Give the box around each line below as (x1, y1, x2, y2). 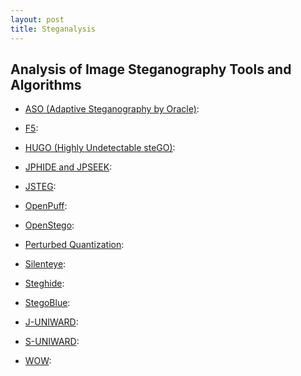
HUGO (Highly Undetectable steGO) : (24, 142, 176, 154)
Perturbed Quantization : (24, 239, 125, 251)
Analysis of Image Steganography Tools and (10, 61, 292, 78)
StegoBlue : (24, 297, 71, 309)
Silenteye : (24, 258, 67, 270)
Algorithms (10, 76, 82, 93)
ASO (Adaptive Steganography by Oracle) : (24, 103, 200, 115)
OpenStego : (24, 219, 75, 231)
